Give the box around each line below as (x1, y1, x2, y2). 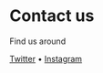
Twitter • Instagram (9, 53, 83, 64)
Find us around (9, 36, 67, 47)
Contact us (9, 5, 95, 26)
